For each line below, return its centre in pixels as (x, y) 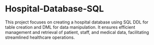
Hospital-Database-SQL (55, 9)
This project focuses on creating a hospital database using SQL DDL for (77, 22)
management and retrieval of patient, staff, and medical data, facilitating (77, 32)
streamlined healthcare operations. (40, 37)
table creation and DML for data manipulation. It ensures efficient (70, 27)
